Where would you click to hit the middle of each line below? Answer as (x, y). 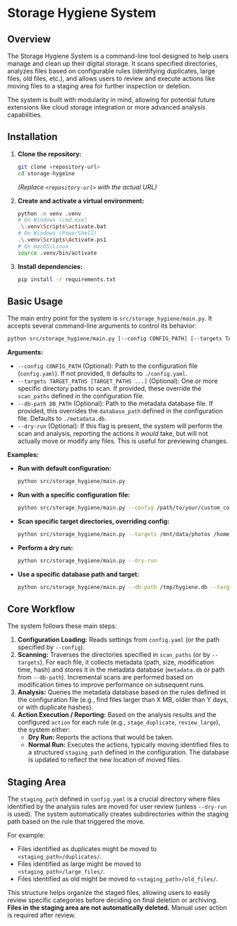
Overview (29, 39)
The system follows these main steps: (62, 626)
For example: (26, 836)
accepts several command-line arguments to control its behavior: (102, 326)
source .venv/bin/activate (57, 253)
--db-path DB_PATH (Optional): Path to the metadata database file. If (115, 403)
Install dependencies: (50, 266)
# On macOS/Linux (43, 246)
